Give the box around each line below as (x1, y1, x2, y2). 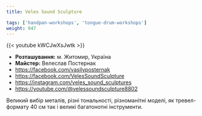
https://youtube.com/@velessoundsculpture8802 (14, 85, 138, 93)
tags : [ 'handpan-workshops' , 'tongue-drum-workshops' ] (6, 19, 147, 26)
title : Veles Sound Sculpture (6, 8, 83, 15)
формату (6, 103, 29, 111)
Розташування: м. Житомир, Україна (14, 53, 112, 61)
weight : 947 (6, 25, 36, 31)
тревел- (175, 97, 197, 104)
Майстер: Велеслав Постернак (14, 60, 96, 67)
